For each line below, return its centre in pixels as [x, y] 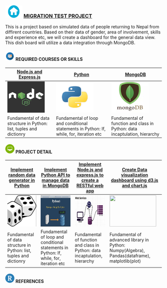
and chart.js [134, 185]
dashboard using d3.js [135, 180]
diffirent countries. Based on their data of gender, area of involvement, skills [83, 32]
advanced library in [129, 240]
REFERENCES [30, 282]
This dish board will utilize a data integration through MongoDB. [70, 43]
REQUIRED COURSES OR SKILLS [49, 59]
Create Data [134, 169]
